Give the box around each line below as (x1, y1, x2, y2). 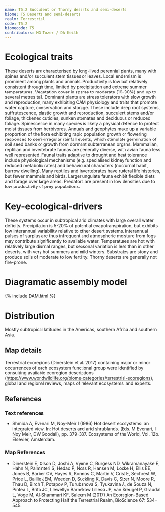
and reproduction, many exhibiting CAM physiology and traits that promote (5, 99, 157, 105)
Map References (5, 449, 45, 456)
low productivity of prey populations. (5, 184, 80, 189)
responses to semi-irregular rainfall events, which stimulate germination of (5, 136, 157, 142)
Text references (5, 409, 44, 416)
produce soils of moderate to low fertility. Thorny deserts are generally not (5, 254, 157, 260)
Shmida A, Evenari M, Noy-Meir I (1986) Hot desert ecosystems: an (12, 421, 149, 427)
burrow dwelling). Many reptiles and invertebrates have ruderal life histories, (5, 168, 161, 174)
